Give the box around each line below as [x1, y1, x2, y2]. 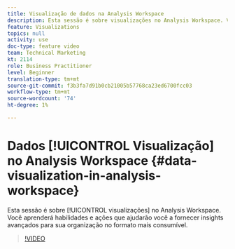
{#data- [150, 153, 197, 169]
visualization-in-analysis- [7, 168, 162, 184]
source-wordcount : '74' [7, 95, 77, 102]
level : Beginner [7, 69, 55, 76]
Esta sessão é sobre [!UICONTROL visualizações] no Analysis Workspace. [7, 206, 222, 214]
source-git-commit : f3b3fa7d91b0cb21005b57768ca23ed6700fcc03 [7, 82, 192, 89]
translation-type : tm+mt [7, 75, 80, 83]
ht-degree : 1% [7, 102, 49, 109]
